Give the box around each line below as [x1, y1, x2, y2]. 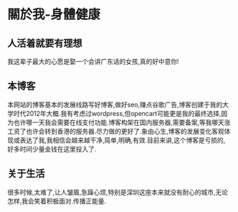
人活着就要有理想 [7, 37, 82, 49]
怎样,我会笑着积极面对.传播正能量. [7, 196, 107, 205]
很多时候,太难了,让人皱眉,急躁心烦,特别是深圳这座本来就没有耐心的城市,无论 [7, 188, 229, 196]
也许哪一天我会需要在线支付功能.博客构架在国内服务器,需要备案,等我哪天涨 [13, 118, 231, 127]
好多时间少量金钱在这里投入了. [7, 144, 97, 153]
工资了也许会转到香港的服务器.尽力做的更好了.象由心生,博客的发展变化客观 [7, 127, 225, 135]
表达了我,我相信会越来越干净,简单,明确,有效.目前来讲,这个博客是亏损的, [19, 136, 226, 144]
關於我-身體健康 [7, 6, 101, 23]
